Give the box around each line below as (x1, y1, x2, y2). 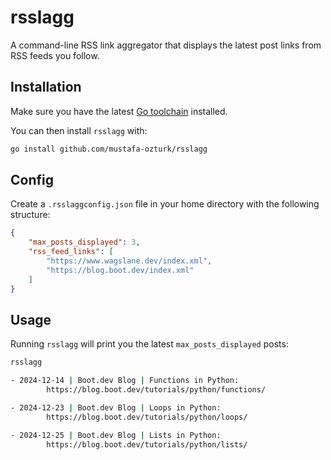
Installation (10, 79, 82, 96)
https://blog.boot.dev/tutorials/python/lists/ (46, 439, 248, 450)
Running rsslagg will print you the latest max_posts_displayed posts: (10, 338, 289, 350)
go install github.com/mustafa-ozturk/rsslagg (10, 144, 208, 154)
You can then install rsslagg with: (10, 124, 148, 136)
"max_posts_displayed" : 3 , (28, 237, 141, 248)
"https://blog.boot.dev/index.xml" (46, 265, 195, 275)
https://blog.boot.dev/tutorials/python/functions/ (46, 385, 267, 395)
